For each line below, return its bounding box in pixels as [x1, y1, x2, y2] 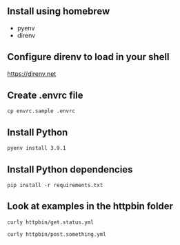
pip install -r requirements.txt [7, 182, 103, 189]
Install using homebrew [7, 6, 110, 17]
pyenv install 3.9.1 [7, 145, 67, 152]
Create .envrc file [7, 90, 84, 101]
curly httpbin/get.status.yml [7, 219, 94, 226]
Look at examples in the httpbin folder [7, 200, 174, 213]
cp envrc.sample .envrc [7, 108, 76, 115]
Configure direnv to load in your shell [7, 51, 170, 63]
